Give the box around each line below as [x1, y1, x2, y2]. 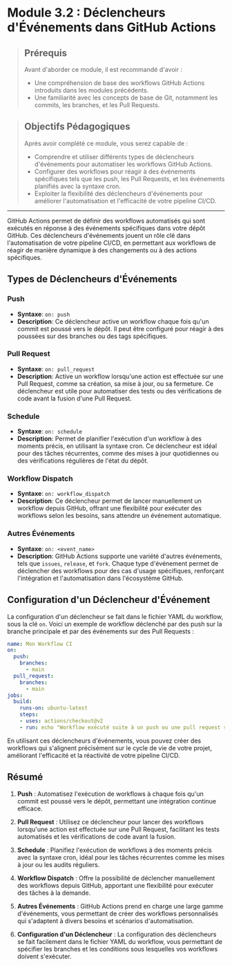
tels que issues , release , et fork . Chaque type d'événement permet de [17, 559, 219, 568]
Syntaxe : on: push [17, 310, 70, 318]
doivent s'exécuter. [17, 952, 72, 960]
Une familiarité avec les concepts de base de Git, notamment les [34, 93, 218, 102]
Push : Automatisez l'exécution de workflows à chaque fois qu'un [17, 790, 204, 798]
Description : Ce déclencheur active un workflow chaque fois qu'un [17, 317, 209, 326]
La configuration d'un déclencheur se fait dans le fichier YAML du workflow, [7, 612, 223, 620]
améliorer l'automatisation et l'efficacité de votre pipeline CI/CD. [34, 196, 217, 205]
